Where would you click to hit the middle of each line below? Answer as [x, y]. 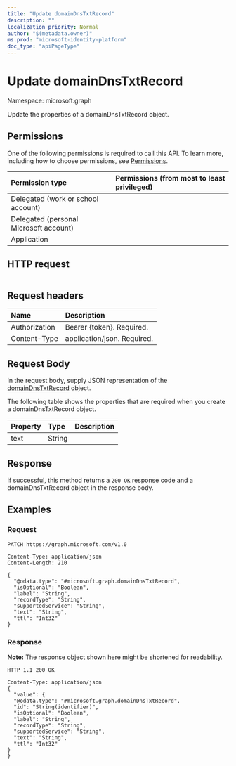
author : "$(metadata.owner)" [50, 33]
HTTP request [39, 264]
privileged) [134, 187]
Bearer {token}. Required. [107, 327]
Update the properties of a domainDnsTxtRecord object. [88, 114]
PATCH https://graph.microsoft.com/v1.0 [67, 544]
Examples [29, 510]
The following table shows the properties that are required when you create [117, 402]
